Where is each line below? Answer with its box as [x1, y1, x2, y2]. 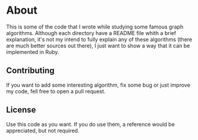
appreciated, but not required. [6, 127, 80, 134]
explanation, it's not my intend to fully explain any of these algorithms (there [6, 36, 193, 43]
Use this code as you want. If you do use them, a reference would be [6, 120, 175, 128]
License [6, 105, 36, 115]
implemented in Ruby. [6, 48, 59, 55]
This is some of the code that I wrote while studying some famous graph [6, 23, 184, 30]
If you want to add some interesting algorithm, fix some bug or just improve [6, 81, 190, 88]
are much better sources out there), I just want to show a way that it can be [6, 42, 190, 49]
